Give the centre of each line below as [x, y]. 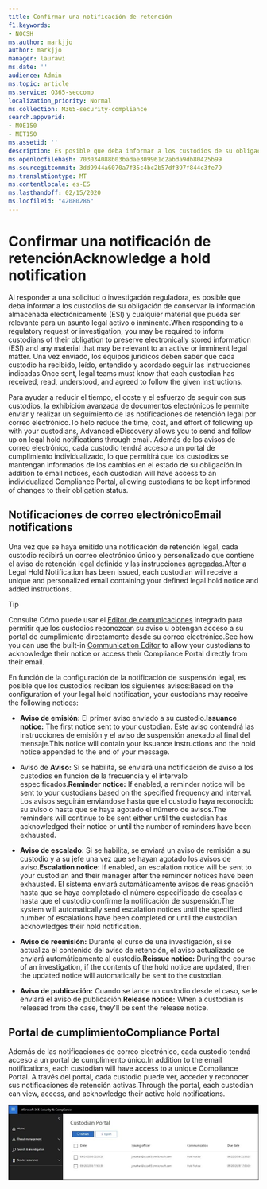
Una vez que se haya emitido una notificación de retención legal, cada [123, 546]
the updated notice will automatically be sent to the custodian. [122, 975]
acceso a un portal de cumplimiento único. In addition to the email [115, 1060]
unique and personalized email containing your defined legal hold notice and [133, 580]
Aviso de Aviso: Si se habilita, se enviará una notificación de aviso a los [137, 767]
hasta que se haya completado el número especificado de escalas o [132, 892]
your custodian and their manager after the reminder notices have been [137, 875]
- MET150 [23, 134]
